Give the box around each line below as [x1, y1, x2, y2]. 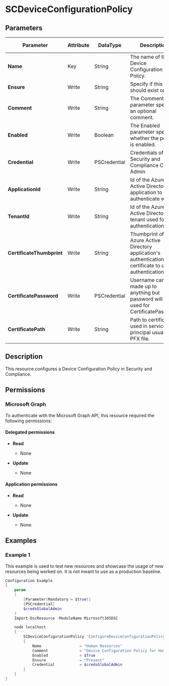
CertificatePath [8, 326, 45, 332]
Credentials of [130, 149, 163, 156]
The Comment [130, 95, 164, 102]
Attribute [67, 42, 90, 48]
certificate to [130, 262, 160, 269]
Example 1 [5, 551, 31, 558]
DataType [98, 42, 122, 48]
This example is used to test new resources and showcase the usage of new [5, 563, 163, 569]
